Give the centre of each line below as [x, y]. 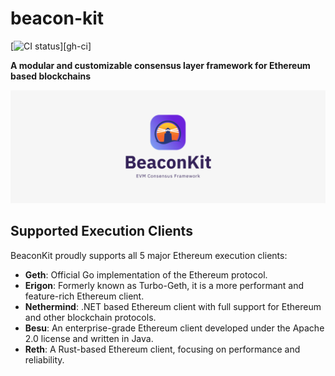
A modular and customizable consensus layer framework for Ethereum [160, 65]
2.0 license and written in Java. [89, 338]
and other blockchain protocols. [90, 317]
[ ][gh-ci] [51, 46]
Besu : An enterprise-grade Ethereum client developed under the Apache [174, 328]
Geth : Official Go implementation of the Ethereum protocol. [146, 274]
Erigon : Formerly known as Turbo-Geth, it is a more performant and [164, 285]
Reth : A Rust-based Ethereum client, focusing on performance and [162, 349]
